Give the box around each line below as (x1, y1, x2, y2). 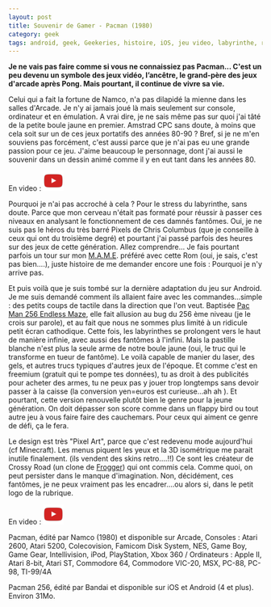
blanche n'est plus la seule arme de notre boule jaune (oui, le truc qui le (8, 344, 246, 353)
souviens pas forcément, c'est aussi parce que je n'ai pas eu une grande (8, 137, 250, 147)
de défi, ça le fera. (8, 421, 69, 431)
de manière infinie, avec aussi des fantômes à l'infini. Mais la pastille (8, 335, 236, 345)
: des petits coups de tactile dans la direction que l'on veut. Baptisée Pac (8, 301, 250, 310)
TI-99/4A (20, 567, 52, 577)
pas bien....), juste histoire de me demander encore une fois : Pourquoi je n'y (8, 259, 263, 269)
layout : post (8, 13, 52, 21)
